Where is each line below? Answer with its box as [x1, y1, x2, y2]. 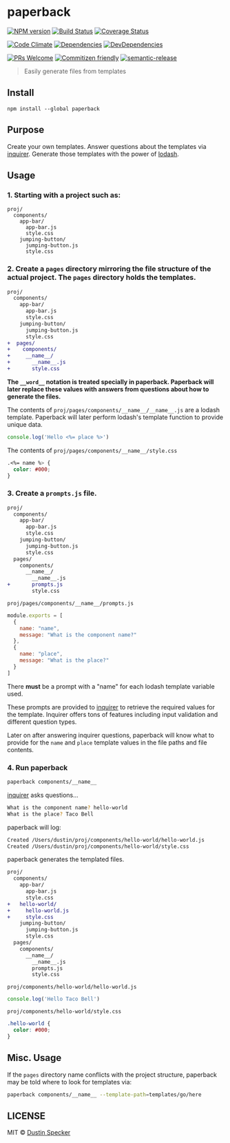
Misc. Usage [7, 1052, 62, 1064]
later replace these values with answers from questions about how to [7, 385, 209, 393]
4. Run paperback [7, 762, 68, 772]
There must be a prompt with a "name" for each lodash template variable [7, 682, 215, 690]
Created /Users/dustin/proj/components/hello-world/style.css [7, 842, 189, 850]
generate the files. [7, 392, 61, 401]
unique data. [7, 420, 43, 428]
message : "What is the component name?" [19, 631, 137, 638]
